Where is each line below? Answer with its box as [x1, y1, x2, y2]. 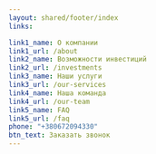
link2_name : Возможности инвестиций [8, 55, 147, 64]
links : [8, 22, 34, 31]
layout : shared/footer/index [8, 13, 119, 23]
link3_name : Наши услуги [8, 72, 102, 82]
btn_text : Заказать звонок [8, 130, 111, 140]
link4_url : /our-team [8, 97, 91, 106]
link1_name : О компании [8, 38, 99, 47]
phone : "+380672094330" [8, 122, 99, 131]
